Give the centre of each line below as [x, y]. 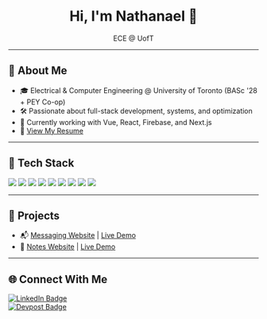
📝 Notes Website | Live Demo [68, 247]
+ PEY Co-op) [43, 102]
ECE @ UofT [133, 38]
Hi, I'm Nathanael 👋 [133, 16]
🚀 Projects [34, 215]
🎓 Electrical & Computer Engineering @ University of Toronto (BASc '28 [139, 90]
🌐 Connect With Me [58, 279]
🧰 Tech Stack [41, 163]
